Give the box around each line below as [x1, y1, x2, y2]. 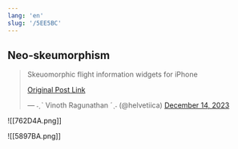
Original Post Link [26, 85, 86, 95]
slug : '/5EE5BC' [7, 19, 62, 27]
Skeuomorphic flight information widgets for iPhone [26, 69, 198, 80]
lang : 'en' [7, 11, 44, 20]
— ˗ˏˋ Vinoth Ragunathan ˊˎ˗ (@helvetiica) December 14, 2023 [26, 100, 230, 110]
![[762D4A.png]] [7, 116, 62, 126]
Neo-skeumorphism [7, 49, 110, 62]
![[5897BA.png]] [7, 131, 62, 141]
